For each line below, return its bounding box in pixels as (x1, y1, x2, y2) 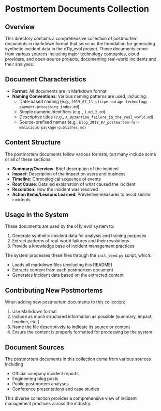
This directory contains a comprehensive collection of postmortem (5, 35, 138, 41)
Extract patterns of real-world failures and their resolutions (12, 238, 130, 244)
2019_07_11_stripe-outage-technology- (71, 99, 150, 104)
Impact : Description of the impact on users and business (12, 171, 126, 176)
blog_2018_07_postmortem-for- (79, 120, 140, 125)
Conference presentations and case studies (12, 386, 100, 392)
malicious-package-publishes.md (19, 125, 85, 130)
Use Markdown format (12, 309, 57, 315)
